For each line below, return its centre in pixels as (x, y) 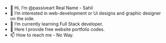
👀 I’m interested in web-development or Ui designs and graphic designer (86, 13)
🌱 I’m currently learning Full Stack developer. (57, 24)
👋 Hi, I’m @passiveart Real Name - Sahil (51, 8)
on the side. (22, 18)
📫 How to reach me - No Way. (42, 35)
